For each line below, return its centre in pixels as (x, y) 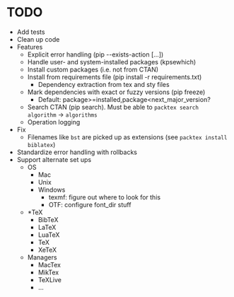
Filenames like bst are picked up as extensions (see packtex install (127, 137)
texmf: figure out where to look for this (104, 197)
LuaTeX (49, 235)
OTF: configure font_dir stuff (90, 204)
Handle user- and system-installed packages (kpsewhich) (112, 62)
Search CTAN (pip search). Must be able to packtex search (113, 107)
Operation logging (54, 122)
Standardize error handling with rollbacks (77, 152)
